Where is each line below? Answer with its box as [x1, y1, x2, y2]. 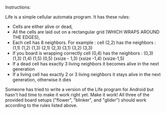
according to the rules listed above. [5, 102, 78, 108]
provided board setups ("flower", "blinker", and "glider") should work [5, 97, 147, 103]
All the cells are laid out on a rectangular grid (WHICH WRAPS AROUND [12, 29, 160, 34]
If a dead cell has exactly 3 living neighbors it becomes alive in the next [12, 61, 160, 66]
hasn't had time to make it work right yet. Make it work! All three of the [5, 92, 150, 97]
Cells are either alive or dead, [12, 23, 73, 29]
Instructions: [5, 4, 31, 10]
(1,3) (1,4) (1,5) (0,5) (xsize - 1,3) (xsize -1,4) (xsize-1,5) [12, 55, 125, 61]
